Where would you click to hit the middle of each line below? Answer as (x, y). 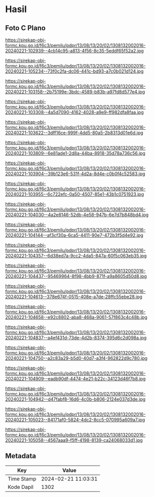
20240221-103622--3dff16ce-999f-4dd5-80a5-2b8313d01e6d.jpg (74, 133)
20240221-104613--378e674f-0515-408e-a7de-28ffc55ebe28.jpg (74, 297)
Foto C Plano (25, 28)
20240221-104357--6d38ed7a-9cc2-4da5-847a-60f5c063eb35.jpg (76, 256)
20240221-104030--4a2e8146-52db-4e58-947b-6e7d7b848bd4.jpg (77, 215)
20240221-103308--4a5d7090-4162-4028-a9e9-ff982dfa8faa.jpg (74, 112)
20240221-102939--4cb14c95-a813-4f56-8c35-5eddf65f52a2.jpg (74, 51)
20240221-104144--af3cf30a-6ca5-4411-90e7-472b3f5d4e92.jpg (74, 235)
